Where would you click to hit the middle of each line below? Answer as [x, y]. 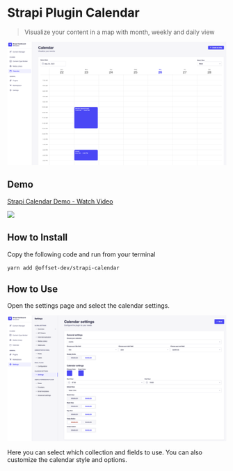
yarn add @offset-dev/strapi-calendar [63, 268]
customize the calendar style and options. [67, 459]
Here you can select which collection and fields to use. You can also [105, 452]
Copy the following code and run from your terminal [81, 254]
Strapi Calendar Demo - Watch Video [60, 201]
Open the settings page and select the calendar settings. [89, 306]
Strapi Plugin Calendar [74, 13]
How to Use [33, 289]
